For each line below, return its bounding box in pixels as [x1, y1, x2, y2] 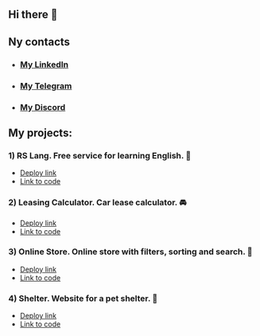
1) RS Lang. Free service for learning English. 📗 [8, 150, 192, 161]
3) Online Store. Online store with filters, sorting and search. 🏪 [8, 246, 253, 257]
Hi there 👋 [8, 8, 58, 21]
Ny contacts [8, 35, 70, 49]
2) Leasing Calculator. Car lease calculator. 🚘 [8, 197, 187, 208]
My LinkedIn [19, 59, 69, 70]
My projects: [8, 126, 73, 139]
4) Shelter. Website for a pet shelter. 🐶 [8, 292, 158, 303]
